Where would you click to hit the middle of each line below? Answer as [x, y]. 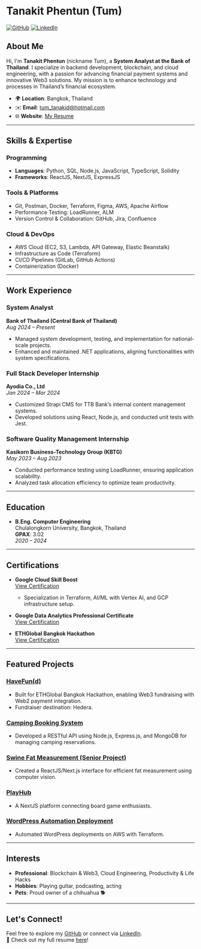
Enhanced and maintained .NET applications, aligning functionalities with [104, 351]
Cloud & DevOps [31, 234]
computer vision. [36, 777]
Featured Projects [40, 664]
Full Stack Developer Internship [53, 373]
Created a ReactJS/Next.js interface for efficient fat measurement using [103, 770]
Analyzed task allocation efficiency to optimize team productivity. [95, 483]
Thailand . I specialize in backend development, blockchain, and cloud [92, 67]
